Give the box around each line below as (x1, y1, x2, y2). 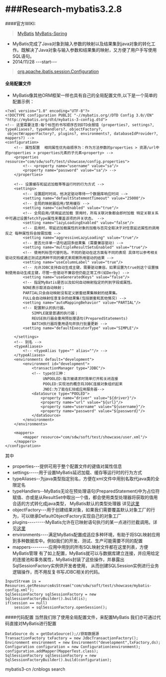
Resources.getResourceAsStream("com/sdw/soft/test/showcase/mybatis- (5, 583, 152, 589)
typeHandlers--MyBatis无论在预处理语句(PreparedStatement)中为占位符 (12, 488, 160, 494)
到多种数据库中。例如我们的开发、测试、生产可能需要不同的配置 (12, 538, 143, 544)
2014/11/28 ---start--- (12, 59, 57, 65)
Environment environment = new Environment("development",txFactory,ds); (5, 640, 161, 645)
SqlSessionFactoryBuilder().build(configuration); (5, 658, 112, 663)
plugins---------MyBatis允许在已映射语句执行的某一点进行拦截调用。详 (12, 519, 158, 525)
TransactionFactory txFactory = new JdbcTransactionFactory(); (5, 636, 139, 641)
